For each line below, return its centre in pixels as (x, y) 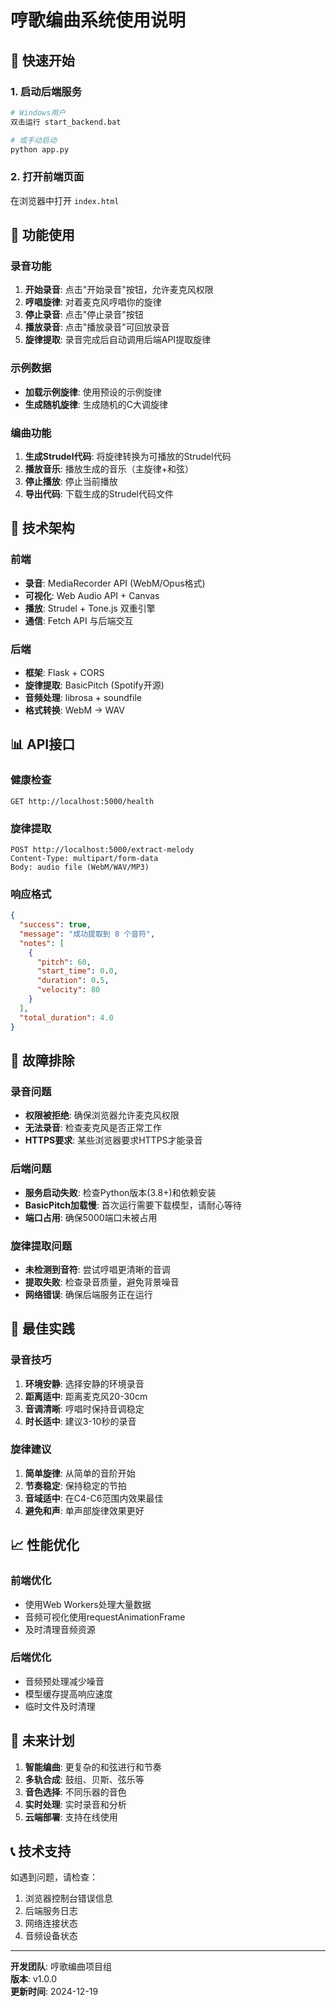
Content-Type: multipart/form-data (84, 858)
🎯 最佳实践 (42, 1329)
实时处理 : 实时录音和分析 (75, 1804)
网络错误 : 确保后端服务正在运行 (88, 1294)
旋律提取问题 (41, 1246)
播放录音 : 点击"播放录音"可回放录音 (97, 327)
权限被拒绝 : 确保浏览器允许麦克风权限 (102, 1115)
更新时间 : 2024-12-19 (54, 1992)
